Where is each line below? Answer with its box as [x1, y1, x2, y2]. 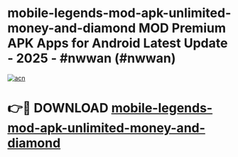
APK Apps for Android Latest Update [7, 36, 228, 51]
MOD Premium [138, 20, 226, 36]
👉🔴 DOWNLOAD [7, 100, 109, 117]
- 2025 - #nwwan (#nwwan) [7, 50, 176, 67]
